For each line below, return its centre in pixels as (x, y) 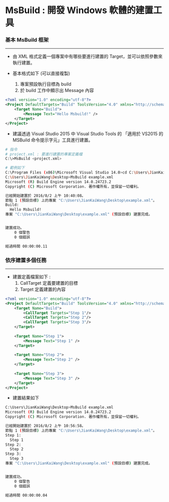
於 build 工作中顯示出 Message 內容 (57, 91)
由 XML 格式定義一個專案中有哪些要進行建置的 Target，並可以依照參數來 (87, 56)
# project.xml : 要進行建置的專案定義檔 (44, 154)
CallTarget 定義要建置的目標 (49, 283)
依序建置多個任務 (26, 260)
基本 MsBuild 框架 (27, 40)
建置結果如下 (26, 398)
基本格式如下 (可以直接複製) (41, 73)
